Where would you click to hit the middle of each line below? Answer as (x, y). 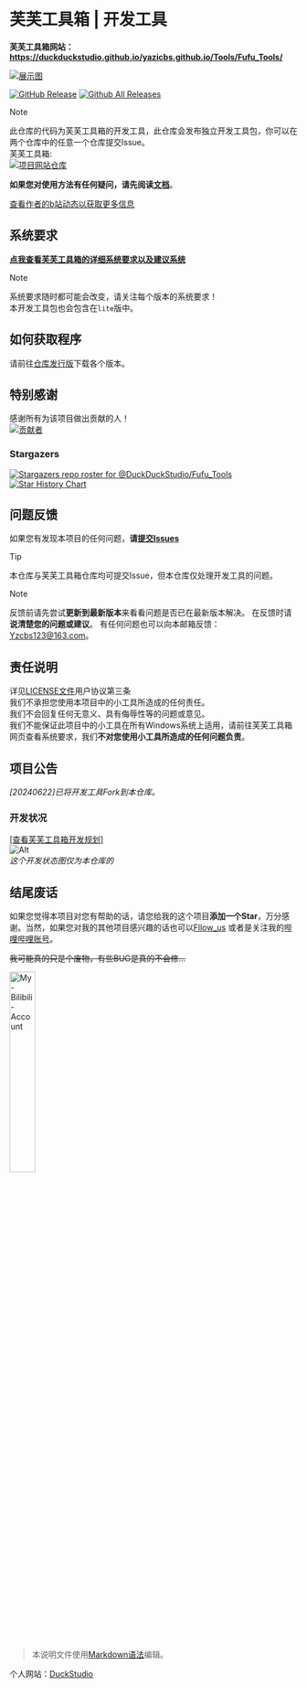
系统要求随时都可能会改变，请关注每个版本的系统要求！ (113, 296)
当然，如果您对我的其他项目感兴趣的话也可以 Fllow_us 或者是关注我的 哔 (159, 928)
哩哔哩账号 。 (33, 939)
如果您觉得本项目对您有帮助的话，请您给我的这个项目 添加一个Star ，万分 (146, 916)
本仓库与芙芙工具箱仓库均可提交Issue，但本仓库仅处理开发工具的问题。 (143, 576)
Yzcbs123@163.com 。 (52, 636)
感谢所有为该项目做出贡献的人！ (69, 419)
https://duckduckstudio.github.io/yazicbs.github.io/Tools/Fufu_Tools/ (146, 57)
